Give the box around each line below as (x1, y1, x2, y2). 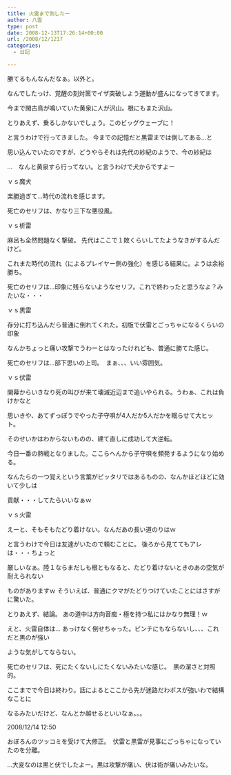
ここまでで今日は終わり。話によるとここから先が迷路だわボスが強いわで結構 (7, 685, 225, 694)
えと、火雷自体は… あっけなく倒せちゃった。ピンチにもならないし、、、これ (7, 624, 219, 633)
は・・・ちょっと (7, 548, 56, 557)
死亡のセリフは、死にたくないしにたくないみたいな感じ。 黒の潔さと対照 (7, 662, 216, 671)
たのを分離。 (7, 745, 43, 754)
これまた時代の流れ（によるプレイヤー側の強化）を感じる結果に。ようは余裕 (7, 259, 225, 267)
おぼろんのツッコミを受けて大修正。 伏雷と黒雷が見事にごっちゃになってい (7, 737, 222, 745)
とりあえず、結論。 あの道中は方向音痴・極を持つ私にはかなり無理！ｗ (7, 609, 208, 618)
